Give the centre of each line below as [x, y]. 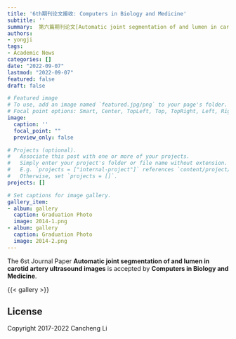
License [25, 312]
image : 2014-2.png [41, 241]
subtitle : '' [26, 20]
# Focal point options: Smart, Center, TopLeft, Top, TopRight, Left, [113, 112]
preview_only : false [44, 138]
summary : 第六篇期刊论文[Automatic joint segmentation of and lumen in [112, 27]
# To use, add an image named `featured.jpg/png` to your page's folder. [118, 105]
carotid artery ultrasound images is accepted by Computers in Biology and [118, 268]
